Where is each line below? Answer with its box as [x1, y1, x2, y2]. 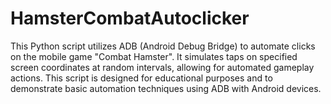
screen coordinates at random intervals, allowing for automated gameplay [10, 61, 315, 73]
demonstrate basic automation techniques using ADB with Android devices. [10, 82, 322, 94]
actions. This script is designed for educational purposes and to [10, 72, 273, 84]
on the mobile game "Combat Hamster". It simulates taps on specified [10, 50, 298, 62]
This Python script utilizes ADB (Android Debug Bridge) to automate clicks [10, 40, 316, 52]
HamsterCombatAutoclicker [10, 7, 250, 30]
